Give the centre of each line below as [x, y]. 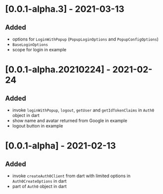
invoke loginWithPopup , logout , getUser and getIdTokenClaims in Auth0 [83, 110]
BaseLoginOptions [30, 45]
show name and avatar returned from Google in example [70, 120]
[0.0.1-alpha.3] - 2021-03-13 [65, 9]
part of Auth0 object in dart [39, 186]
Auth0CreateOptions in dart [39, 181]
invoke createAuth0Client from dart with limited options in [71, 176]
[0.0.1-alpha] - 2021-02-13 [61, 146]
